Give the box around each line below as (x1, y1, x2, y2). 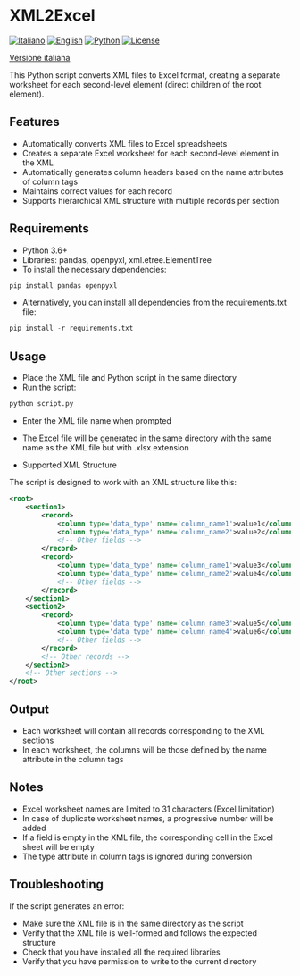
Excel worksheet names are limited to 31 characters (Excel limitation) (21, 804, 275, 814)
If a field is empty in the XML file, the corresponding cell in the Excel (21, 832, 274, 843)
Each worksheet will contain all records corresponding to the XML (21, 725, 265, 736)
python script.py (9, 400, 74, 408)
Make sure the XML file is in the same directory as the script (21, 918, 244, 929)
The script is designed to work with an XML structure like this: (9, 477, 237, 487)
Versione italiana (9, 52, 71, 63)
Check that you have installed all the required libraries (21, 947, 221, 957)
